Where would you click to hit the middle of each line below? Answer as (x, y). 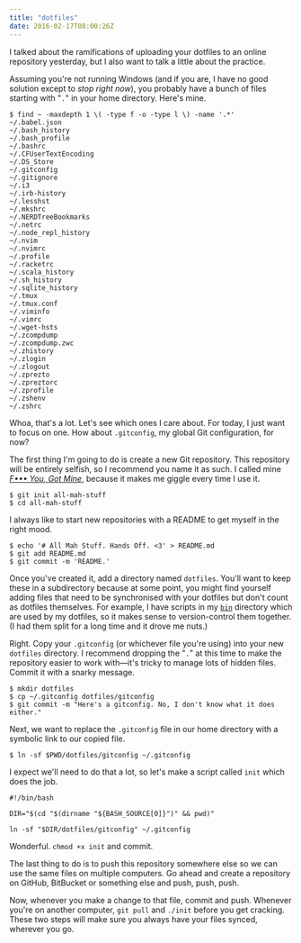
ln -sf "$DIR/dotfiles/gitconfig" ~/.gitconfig (100, 830)
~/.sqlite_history (44, 288)
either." (26, 712)
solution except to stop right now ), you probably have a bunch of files (138, 88)
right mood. (31, 529)
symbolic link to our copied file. (67, 739)
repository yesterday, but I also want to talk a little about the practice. (137, 61)
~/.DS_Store (31, 162)
